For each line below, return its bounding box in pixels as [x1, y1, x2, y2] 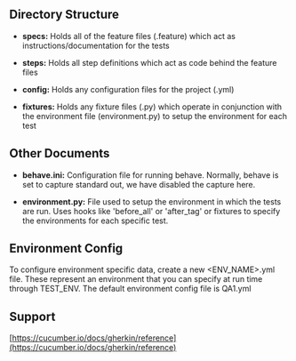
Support [9, 309, 56, 324]
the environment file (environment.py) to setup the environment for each [21, 110, 287, 121]
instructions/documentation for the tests [21, 40, 171, 51]
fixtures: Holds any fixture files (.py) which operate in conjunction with [21, 101, 283, 112]
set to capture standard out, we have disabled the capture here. [21, 179, 256, 189]
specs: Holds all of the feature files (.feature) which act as [21, 30, 236, 41]
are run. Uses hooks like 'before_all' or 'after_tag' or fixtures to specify [21, 205, 281, 216]
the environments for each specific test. [21, 215, 169, 226]
